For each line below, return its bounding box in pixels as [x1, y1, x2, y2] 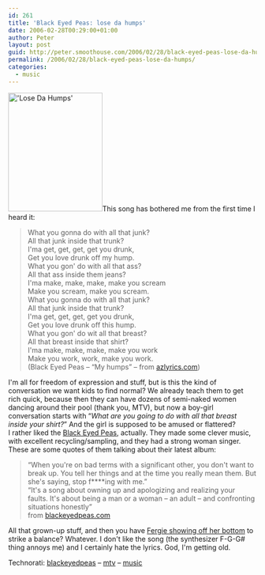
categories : [8, 63, 47, 71]
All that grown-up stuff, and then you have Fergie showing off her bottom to [8, 525, 254, 535]
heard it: [8, 212, 35, 221]
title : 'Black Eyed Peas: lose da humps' [8, 19, 147, 27]
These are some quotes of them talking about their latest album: [8, 444, 217, 454]
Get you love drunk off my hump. [27, 252, 135, 262]
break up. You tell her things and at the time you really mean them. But [27, 468, 256, 478]
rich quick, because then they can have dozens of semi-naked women [8, 394, 237, 403]
